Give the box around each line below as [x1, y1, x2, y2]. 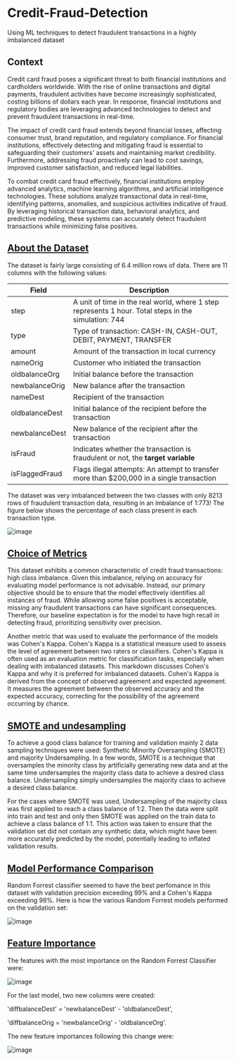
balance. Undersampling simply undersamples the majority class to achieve [7, 776, 226, 784]
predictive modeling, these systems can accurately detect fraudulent [7, 214, 206, 222]
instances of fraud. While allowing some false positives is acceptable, [7, 596, 209, 605]
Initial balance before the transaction [72, 369, 195, 379]
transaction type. [7, 513, 57, 522]
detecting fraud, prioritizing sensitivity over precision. [7, 618, 162, 627]
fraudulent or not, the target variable [72, 453, 195, 463]
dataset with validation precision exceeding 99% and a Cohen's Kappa [7, 889, 212, 897]
